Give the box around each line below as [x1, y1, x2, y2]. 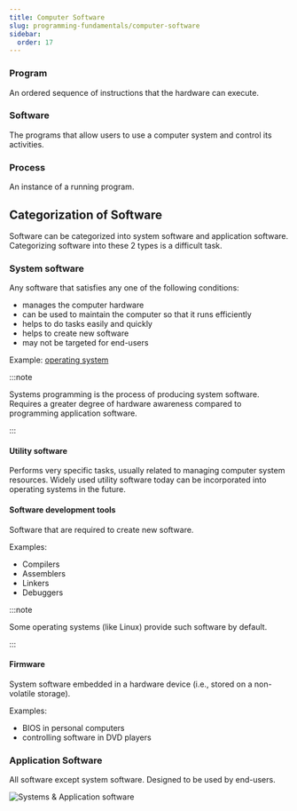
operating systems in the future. [9, 484, 126, 495]
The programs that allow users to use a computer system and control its [9, 130, 272, 140]
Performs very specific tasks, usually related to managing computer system [9, 465, 285, 476]
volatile [9, 688, 35, 698]
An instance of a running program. [9, 181, 135, 192]
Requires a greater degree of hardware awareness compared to [9, 399, 242, 409]
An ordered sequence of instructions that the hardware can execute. [9, 87, 260, 98]
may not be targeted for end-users [21, 338, 149, 348]
